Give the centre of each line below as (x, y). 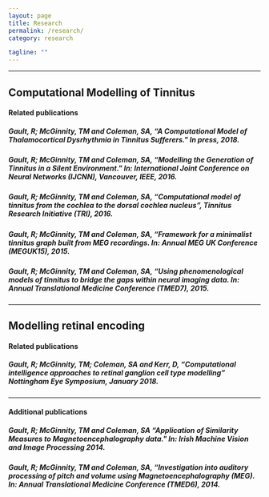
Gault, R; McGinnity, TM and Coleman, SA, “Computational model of (125, 197)
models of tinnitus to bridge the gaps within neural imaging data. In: (124, 280)
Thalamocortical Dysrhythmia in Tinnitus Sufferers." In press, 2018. (124, 139)
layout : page (30, 16)
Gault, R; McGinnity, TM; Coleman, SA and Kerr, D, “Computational (122, 364)
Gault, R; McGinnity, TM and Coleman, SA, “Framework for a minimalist (130, 234)
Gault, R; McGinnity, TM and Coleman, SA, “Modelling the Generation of (131, 160)
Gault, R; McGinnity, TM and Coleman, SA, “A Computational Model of (128, 131)
